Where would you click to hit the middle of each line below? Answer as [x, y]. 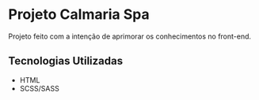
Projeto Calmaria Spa [79, 15]
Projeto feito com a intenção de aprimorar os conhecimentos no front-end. [130, 36]
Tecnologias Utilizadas [66, 61]
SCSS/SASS [39, 88]
